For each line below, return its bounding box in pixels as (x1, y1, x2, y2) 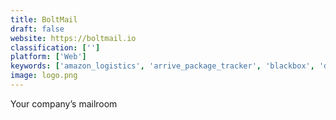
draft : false (10, 24, 65, 34)
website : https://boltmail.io (10, 33, 137, 43)
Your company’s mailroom (10, 97, 118, 110)
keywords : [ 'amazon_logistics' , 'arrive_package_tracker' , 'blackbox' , (10, 61, 315, 71)
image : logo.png (10, 71, 78, 81)
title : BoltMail (10, 14, 78, 25)
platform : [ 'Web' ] (10, 52, 87, 62)
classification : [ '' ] (10, 42, 101, 53)
